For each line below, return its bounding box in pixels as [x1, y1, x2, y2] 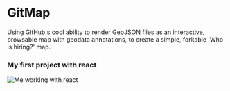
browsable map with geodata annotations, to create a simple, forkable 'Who [7, 35, 224, 43]
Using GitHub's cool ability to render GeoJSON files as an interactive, [7, 28, 205, 36]
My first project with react [7, 60, 97, 69]
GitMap [7, 5, 51, 21]
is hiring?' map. [7, 42, 51, 51]
